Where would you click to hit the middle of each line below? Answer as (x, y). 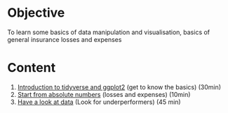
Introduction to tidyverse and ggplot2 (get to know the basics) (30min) (119, 87)
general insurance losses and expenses (65, 39)
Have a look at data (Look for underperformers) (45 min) (99, 102)
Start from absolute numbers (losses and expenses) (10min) (104, 94)
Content (32, 68)
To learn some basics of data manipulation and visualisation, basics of (109, 32)
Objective (36, 13)
